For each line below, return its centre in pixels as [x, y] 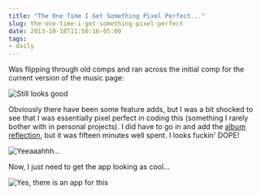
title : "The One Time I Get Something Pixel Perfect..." [107, 16]
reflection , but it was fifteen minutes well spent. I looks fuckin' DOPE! [124, 136]
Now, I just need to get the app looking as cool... [89, 167]
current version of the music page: [66, 78]
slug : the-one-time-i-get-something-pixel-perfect [96, 24]
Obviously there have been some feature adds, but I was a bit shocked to [131, 110]
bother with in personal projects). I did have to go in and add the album [127, 127]
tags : [17, 39]
